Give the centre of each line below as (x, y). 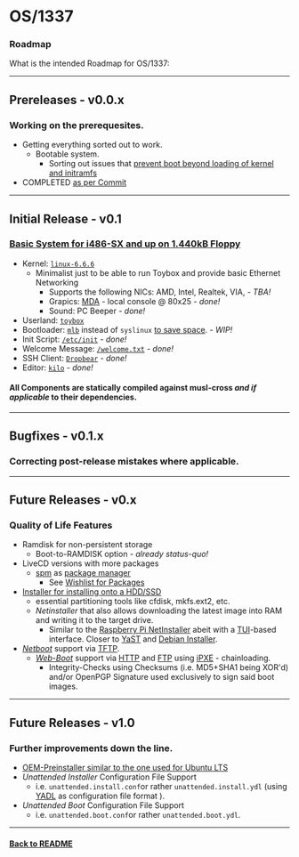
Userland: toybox (53, 320)
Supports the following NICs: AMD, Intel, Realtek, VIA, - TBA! (160, 292)
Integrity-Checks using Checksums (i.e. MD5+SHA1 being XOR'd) (169, 667)
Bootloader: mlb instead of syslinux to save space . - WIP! (127, 329)
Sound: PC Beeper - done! (97, 311)
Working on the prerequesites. (77, 125)
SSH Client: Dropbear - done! (74, 358)
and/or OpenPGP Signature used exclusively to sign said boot (162, 677)
